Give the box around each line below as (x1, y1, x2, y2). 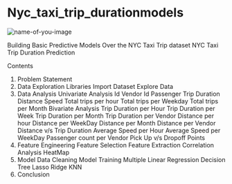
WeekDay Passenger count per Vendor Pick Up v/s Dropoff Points (17, 133, 206, 142)
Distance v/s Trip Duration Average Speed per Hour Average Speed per (17, 126, 221, 134)
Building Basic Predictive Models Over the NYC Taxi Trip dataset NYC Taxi (7, 41, 219, 49)
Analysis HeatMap (17, 148, 70, 156)
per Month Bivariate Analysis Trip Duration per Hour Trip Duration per (17, 104, 215, 112)
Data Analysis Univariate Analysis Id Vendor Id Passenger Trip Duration (17, 90, 220, 98)
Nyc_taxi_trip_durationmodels (7, 5, 184, 21)
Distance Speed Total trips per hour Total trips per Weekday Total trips (17, 96, 219, 105)
